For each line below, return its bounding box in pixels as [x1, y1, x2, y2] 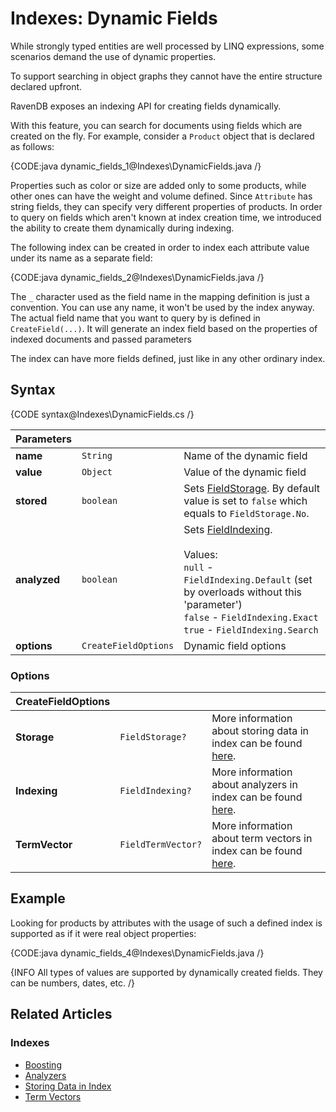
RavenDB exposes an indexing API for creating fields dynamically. [10, 100, 282, 112]
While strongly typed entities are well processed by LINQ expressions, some [10, 40, 325, 52]
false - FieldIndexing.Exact [183, 610, 319, 624]
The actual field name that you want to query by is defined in [10, 312, 261, 324]
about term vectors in [211, 832, 313, 846]
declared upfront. [10, 80, 83, 92]
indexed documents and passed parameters [10, 333, 192, 345]
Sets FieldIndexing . [183, 522, 273, 536]
